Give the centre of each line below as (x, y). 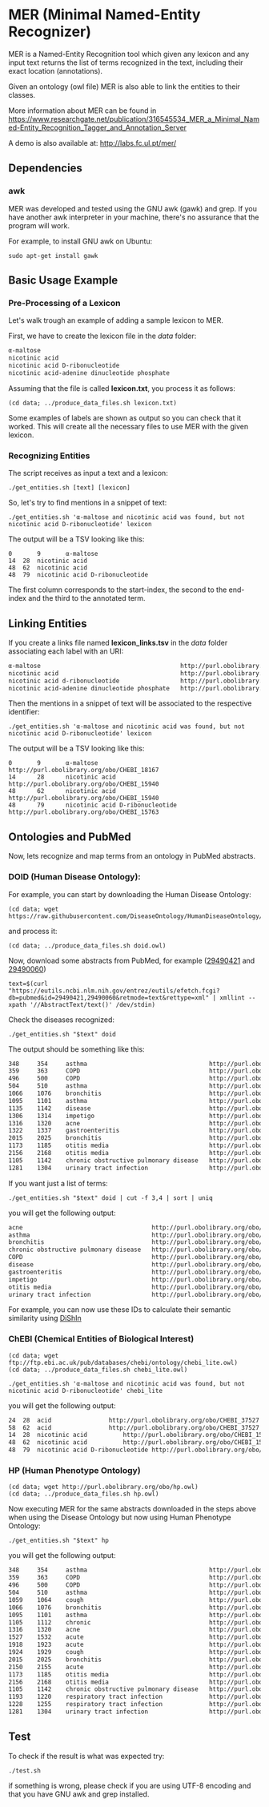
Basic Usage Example (63, 281)
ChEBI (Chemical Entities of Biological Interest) (101, 1339)
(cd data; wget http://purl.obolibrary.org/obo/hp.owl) (103, 1487)
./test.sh (25, 1771)
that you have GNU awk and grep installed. (79, 1794)
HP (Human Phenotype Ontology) (75, 1470)
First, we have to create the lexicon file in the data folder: (102, 336)
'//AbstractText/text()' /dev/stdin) (92, 1004)
